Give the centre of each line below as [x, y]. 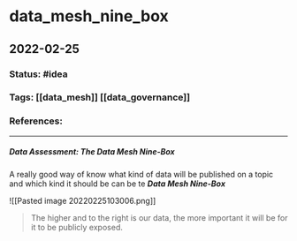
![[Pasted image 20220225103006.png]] [83, 200]
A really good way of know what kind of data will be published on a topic [141, 174]
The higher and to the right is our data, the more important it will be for [159, 217]
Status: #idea [38, 74]
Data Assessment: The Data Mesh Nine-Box [92, 152]
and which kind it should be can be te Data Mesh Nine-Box [118, 184]
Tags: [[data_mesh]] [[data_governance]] [100, 97]
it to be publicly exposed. [77, 227]
